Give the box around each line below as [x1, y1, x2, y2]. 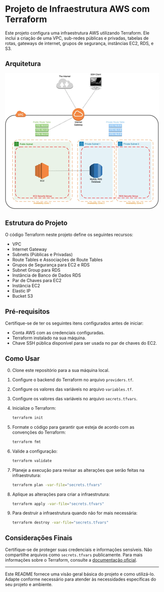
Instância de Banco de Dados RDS [12, 272, 82, 278]
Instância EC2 [12, 283, 41, 289]
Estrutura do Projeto [5, 219, 68, 227]
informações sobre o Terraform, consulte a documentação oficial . [5, 557, 138, 563]
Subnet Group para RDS [12, 267, 61, 273]
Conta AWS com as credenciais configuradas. [12, 330, 105, 336]
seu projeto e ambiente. [5, 582, 53, 588]
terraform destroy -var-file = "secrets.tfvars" [12, 520, 109, 525]
